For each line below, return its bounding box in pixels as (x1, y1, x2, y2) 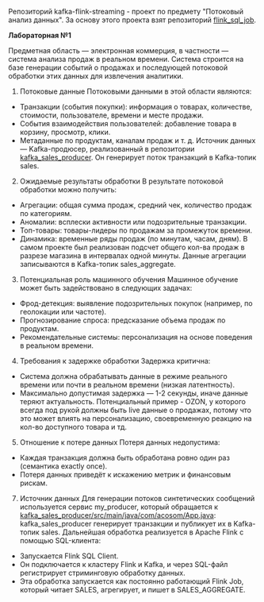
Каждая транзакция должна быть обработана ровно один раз (19, 453, 230, 462)
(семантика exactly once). (19, 461, 108, 471)
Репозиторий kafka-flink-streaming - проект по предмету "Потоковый (8, 7, 244, 16)
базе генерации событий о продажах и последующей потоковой (8, 63, 228, 72)
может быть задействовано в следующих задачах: (19, 284, 193, 292)
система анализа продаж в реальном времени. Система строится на (8, 55, 244, 64)
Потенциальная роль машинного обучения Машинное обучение (19, 275, 239, 284)
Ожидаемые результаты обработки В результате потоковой (19, 176, 224, 186)
